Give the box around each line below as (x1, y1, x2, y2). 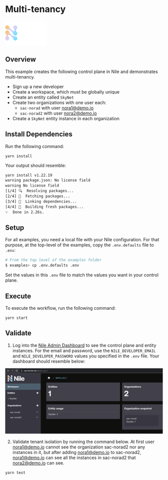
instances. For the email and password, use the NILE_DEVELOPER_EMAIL (12, 347, 156, 353)
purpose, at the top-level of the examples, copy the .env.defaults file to (5, 242, 154, 248)
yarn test (5, 470, 26, 475)
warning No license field (5, 183, 59, 188)
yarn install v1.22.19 (5, 173, 52, 178)
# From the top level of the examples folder (5, 258, 101, 263)
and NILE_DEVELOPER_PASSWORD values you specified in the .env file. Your (12, 353, 159, 359)
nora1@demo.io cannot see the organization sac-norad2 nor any (12, 444, 145, 450)
